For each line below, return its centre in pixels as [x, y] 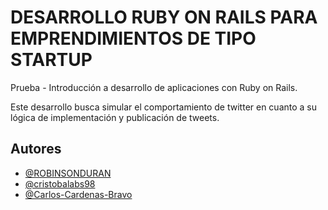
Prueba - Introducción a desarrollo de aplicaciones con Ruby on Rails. [154, 87]
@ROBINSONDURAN [68, 173]
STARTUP [51, 60]
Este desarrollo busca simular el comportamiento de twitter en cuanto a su [164, 107]
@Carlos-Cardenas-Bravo [78, 194]
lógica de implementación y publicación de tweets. [115, 117]
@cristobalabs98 [60, 183]
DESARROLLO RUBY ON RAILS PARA [164, 17]
